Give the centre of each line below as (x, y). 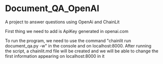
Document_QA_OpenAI (52, 8)
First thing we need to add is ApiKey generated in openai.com (67, 31)
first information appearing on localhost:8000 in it (55, 56)
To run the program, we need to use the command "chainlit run (68, 40)
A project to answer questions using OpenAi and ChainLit (63, 22)
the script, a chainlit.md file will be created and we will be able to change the (82, 51)
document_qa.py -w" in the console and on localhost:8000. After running (78, 46)
